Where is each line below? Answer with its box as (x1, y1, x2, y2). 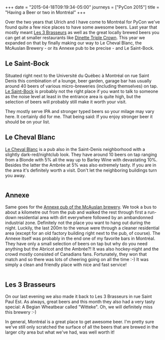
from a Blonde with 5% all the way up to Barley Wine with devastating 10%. (5, 156, 158, 162)
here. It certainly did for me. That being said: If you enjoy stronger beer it (5, 113, 153, 119)
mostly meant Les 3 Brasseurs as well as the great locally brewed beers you (5, 30, 160, 35)
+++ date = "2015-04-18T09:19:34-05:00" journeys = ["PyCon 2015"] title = (5, 4, 160, 10)
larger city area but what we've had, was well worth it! (5, 329, 115, 335)
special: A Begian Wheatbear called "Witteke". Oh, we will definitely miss (5, 304, 153, 310)
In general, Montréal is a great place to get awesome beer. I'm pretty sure (5, 319, 154, 325)
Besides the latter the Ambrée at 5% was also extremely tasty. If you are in (5, 162, 157, 168)
